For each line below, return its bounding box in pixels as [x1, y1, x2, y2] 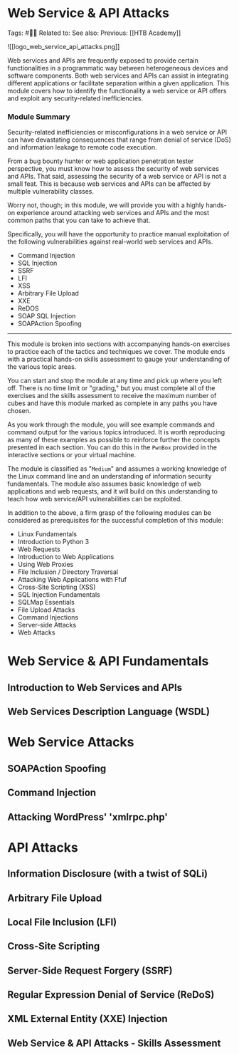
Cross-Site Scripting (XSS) [17, 583, 96, 592]
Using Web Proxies [17, 560, 74, 569]
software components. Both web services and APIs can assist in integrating [7, 71, 229, 80]
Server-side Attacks [17, 621, 77, 630]
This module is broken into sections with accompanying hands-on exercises [7, 340, 230, 348]
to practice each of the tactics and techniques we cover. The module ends [7, 348, 225, 356]
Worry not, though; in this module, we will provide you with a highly [7, 201, 205, 209]
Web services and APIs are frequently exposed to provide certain [7, 56, 199, 65]
